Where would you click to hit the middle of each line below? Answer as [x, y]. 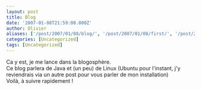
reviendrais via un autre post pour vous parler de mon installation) [87, 75]
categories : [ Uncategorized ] [42, 39]
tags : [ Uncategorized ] [34, 45]
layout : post [22, 12]
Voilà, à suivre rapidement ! [40, 80]
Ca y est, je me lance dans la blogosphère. [59, 62]
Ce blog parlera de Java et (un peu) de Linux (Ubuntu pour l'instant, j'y [93, 68]
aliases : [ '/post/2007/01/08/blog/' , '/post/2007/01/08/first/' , [89, 34]
